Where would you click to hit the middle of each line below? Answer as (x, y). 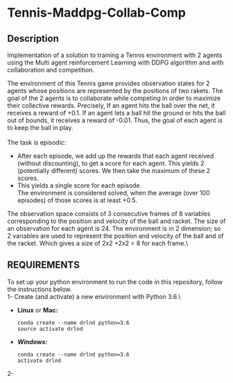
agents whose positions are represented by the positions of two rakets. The (115, 91)
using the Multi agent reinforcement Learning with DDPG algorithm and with (115, 63)
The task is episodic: (37, 142)
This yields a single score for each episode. (79, 185)
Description (33, 39)
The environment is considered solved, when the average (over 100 (113, 193)
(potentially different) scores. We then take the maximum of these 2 (114, 171)
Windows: (32, 341)
